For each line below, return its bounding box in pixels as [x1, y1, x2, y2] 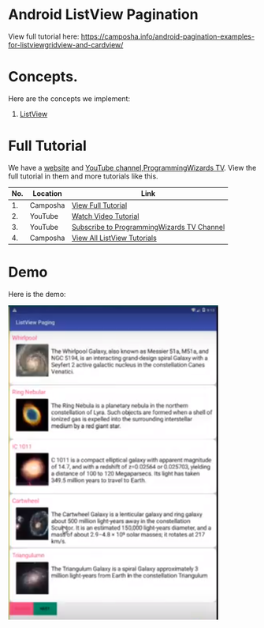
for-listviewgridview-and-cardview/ [8, 39, 124, 49]
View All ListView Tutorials [71, 233, 158, 243]
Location [32, 189, 63, 198]
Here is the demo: [8, 289, 66, 299]
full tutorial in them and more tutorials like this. [8, 171, 159, 181]
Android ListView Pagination [8, 6, 199, 24]
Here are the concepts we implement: [8, 93, 131, 103]
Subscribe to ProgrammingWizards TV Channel [71, 223, 225, 232]
